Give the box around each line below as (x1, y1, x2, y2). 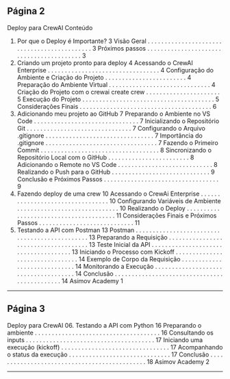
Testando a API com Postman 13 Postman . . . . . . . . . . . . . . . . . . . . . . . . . (16, 226, 220, 234)
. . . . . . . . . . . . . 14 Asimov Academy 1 (16, 276, 123, 285)
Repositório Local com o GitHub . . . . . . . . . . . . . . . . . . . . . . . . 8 (16, 153, 194, 161)
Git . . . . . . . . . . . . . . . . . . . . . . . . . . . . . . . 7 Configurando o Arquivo (16, 124, 205, 132)
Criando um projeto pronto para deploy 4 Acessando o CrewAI (16, 58, 194, 67)
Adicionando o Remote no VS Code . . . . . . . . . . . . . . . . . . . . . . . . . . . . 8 (16, 160, 218, 168)
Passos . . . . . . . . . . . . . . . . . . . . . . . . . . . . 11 (16, 218, 140, 226)
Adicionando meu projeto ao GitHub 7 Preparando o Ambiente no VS (16, 109, 211, 118)
